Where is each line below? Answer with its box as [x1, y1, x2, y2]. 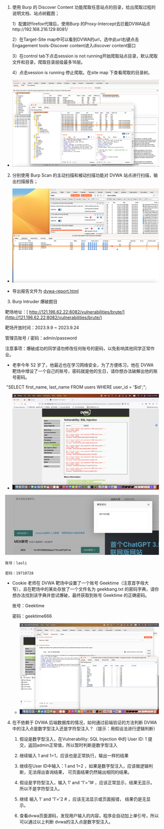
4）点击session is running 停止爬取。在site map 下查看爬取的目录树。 [12, 70, 153, 75]
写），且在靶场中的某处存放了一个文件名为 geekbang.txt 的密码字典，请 [12, 586, 155, 592]
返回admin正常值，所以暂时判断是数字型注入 [28, 742, 118, 748]
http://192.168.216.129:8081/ [12, 26, 68, 32]
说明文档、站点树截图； [12, 10, 60, 16]
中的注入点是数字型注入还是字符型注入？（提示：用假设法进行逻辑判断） [12, 725, 158, 732]
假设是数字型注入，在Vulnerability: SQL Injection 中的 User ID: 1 [19, 736, 147, 742]
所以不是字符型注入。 [19, 786, 62, 792]
